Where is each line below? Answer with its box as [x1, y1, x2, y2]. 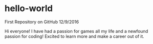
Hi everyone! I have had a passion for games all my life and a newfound [4, 28, 149, 34]
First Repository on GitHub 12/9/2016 [4, 19, 79, 25]
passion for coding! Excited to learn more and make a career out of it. [4, 33, 145, 39]
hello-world [4, 3, 53, 14]
